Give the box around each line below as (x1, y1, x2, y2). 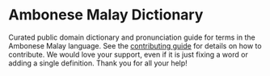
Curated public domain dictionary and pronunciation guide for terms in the (8, 32, 256, 42)
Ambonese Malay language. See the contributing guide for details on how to (8, 40, 262, 50)
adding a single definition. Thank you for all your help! (8, 58, 188, 68)
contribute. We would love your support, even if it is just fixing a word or (8, 49, 248, 59)
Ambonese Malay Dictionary (8, 6, 204, 24)
